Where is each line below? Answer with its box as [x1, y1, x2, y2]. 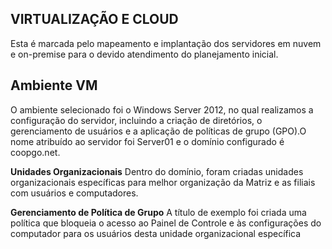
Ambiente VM [10, 77, 98, 94]
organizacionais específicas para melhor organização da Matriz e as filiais [10, 176, 316, 188]
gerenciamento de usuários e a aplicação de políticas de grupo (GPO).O [10, 125, 307, 137]
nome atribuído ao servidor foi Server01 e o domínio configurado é [10, 135, 285, 147]
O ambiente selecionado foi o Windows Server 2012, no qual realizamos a [10, 103, 314, 116]
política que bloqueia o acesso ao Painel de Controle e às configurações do [10, 217, 322, 229]
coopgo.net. [10, 146, 61, 158]
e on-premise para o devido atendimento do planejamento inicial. [10, 48, 279, 60]
